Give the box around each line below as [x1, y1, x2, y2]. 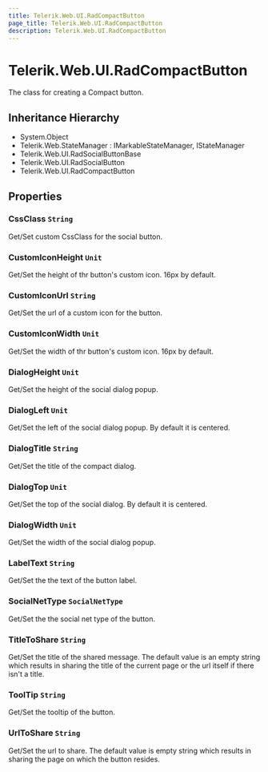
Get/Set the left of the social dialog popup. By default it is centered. [8, 422, 230, 433]
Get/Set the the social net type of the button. [8, 614, 156, 624]
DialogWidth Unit [8, 519, 78, 530]
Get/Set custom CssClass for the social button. [8, 232, 163, 241]
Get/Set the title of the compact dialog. [8, 461, 137, 471]
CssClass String [8, 213, 74, 224]
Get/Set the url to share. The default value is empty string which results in [8, 746, 252, 755]
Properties [8, 189, 62, 203]
